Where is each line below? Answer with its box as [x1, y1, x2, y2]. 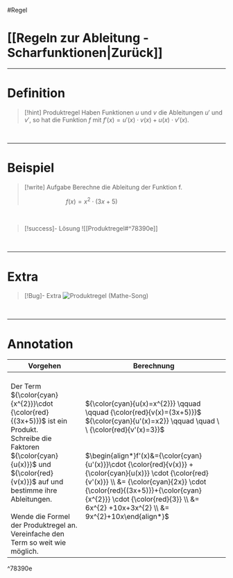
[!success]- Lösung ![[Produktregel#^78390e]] [24, 224, 158, 233]
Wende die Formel [10, 512, 71, 522]
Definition [7, 85, 66, 101]
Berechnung [132, 361, 175, 371]
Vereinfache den [10, 529, 64, 539]
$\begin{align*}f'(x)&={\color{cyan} [85, 451, 202, 461]
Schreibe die [10, 433, 52, 443]
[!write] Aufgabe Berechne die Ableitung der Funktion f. [24, 183, 182, 191]
